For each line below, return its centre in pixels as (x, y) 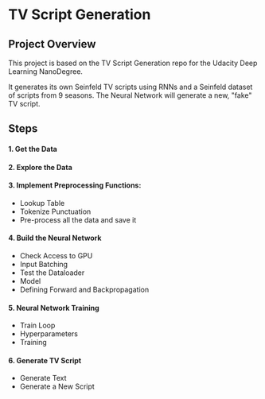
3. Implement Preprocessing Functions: (75, 185)
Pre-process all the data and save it (78, 219)
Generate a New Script (57, 386)
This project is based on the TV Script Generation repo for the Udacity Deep (133, 63)
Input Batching (44, 264)
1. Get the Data (33, 149)
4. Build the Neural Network (55, 238)
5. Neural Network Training (54, 308)
